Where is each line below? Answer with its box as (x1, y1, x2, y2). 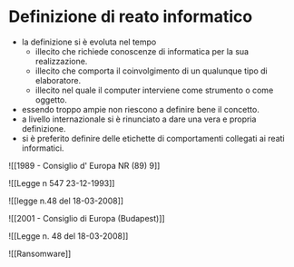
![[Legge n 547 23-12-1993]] (8, 177, 115, 188)
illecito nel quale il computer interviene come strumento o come (34, 84, 274, 95)
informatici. (21, 143, 64, 153)
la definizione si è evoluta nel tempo (21, 36, 157, 47)
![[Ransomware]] (8, 248, 72, 259)
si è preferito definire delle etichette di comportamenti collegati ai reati (21, 133, 285, 143)
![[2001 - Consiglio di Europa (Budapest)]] (8, 213, 165, 223)
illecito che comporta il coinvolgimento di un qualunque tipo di (34, 65, 269, 76)
